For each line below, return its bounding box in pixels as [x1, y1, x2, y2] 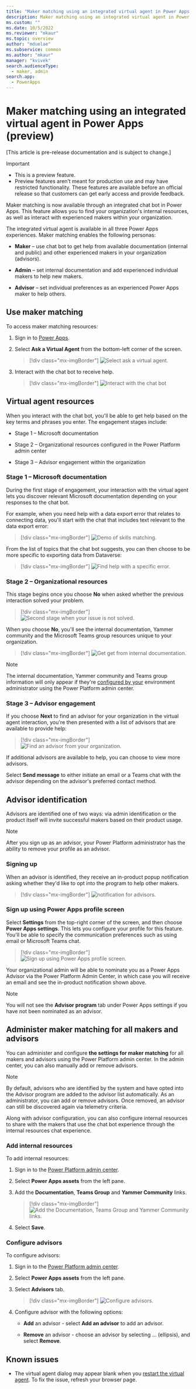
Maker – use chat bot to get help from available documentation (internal [14, 242, 188, 249]
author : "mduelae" [6, 42, 51, 47]
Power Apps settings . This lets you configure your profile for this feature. [6, 925, 184, 932]
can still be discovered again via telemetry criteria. [6, 1103, 128, 1110]
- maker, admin [11, 68, 49, 74]
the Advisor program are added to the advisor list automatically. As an [6, 1090, 174, 1098]
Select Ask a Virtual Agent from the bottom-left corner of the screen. [14, 345, 183, 352]
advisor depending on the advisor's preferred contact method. [6, 778, 157, 785]
